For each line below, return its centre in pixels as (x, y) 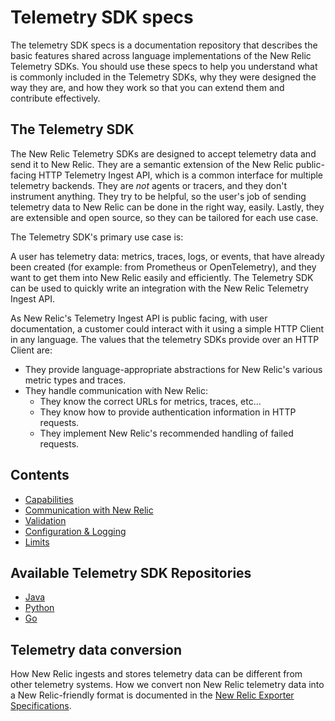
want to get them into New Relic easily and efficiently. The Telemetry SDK (162, 277)
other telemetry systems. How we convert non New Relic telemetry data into (167, 685)
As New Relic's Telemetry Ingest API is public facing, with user (139, 318)
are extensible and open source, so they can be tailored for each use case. (164, 217)
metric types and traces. (75, 380)
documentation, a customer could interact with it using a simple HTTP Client (167, 328)
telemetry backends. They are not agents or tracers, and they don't (148, 185)
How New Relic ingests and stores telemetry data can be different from (156, 674)
